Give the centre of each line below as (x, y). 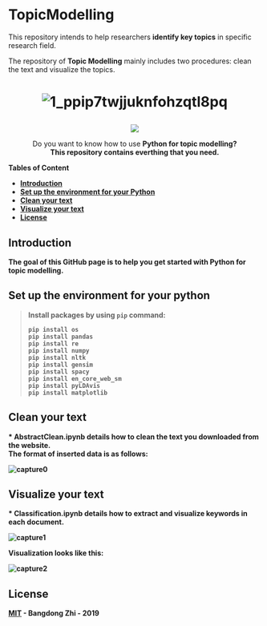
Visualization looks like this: (56, 553)
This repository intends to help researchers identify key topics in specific (130, 37)
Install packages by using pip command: (97, 315)
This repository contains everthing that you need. (135, 152)
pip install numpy (59, 350)
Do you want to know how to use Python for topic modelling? (135, 144)
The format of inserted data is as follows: (78, 454)
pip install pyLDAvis (64, 386)
